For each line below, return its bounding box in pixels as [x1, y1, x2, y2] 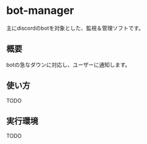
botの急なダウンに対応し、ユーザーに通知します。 [6, 61, 131, 68]
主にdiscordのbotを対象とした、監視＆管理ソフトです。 [6, 24, 144, 31]
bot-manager [6, 4, 74, 18]
